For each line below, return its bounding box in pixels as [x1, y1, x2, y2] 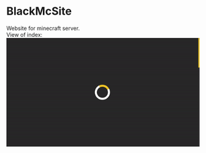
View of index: [6, 31, 43, 38]
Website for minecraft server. [6, 24, 80, 32]
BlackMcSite [6, 4, 72, 18]
